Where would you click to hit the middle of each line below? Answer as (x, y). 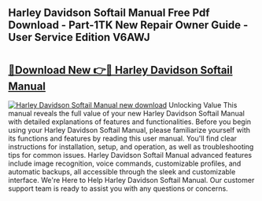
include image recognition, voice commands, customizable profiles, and (125, 163)
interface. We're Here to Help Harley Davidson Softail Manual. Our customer (131, 180)
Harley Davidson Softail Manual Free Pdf (109, 13)
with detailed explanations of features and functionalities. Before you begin (130, 122)
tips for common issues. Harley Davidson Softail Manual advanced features (130, 155)
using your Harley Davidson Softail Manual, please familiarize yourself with (129, 130)
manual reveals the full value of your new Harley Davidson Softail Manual (127, 113)
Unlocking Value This (203, 105)
